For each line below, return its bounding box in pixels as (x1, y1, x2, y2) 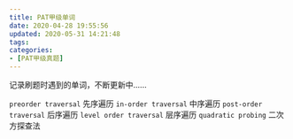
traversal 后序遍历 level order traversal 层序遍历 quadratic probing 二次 (9, 110, 285, 120)
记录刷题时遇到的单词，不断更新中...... (9, 80, 148, 89)
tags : (9, 37, 29, 47)
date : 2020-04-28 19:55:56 (9, 21, 109, 30)
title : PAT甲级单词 (9, 12, 76, 22)
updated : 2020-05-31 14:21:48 (9, 29, 121, 38)
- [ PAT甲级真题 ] (9, 54, 64, 63)
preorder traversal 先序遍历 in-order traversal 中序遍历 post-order (9, 98, 263, 109)
